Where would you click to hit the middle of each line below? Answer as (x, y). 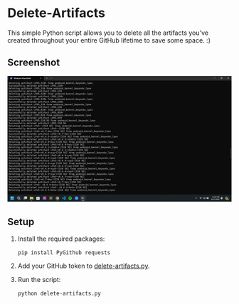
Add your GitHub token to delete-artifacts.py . (84, 266)
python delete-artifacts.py (59, 294)
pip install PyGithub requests (64, 253)
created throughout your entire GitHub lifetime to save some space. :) (109, 40)
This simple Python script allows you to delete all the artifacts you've (108, 33)
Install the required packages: (61, 239)
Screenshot (34, 63)
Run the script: (39, 280)
